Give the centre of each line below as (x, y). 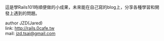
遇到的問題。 (27, 13)
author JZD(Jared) (24, 23)
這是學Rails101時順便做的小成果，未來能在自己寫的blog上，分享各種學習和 (80, 7)
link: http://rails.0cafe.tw (30, 28)
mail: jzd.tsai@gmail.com (30, 33)
